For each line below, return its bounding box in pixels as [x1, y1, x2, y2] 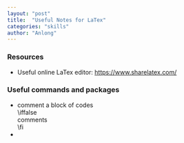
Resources [7, 53, 44, 62]
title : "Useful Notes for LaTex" [7, 17, 107, 23]
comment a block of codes [17, 101, 94, 109]
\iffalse [17, 108, 37, 116]
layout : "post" [7, 10, 51, 17]
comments [17, 115, 48, 124]
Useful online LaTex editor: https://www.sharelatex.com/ [17, 68, 177, 76]
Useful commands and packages [7, 85, 120, 95]
